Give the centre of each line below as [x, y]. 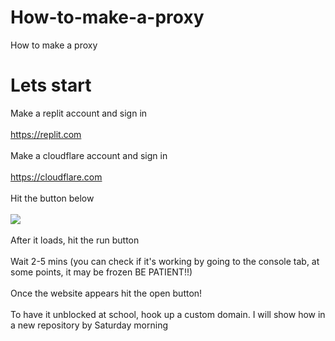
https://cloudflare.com [56, 177]
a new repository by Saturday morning [89, 325]
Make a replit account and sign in [79, 113]
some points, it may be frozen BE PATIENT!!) [101, 272]
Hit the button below [52, 198]
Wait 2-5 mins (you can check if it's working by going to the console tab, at [165, 261]
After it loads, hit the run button [75, 240]
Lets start [51, 85]
